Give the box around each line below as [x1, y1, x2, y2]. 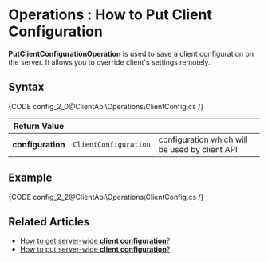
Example [8, 171, 53, 185]
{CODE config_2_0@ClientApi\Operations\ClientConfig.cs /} [8, 101, 204, 111]
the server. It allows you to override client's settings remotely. [8, 57, 211, 67]
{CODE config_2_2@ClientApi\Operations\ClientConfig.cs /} [8, 192, 204, 201]
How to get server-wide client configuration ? [19, 237, 171, 246]
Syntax [8, 80, 45, 94]
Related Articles [8, 215, 90, 229]
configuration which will [158, 134, 248, 145]
